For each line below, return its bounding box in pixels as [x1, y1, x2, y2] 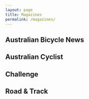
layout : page [5, 7, 33, 13]
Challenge [5, 70, 39, 78]
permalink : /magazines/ [5, 17, 56, 22]
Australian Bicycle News [5, 35, 84, 44]
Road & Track [5, 87, 48, 95]
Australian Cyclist [5, 53, 64, 61]
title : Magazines [5, 12, 42, 17]
